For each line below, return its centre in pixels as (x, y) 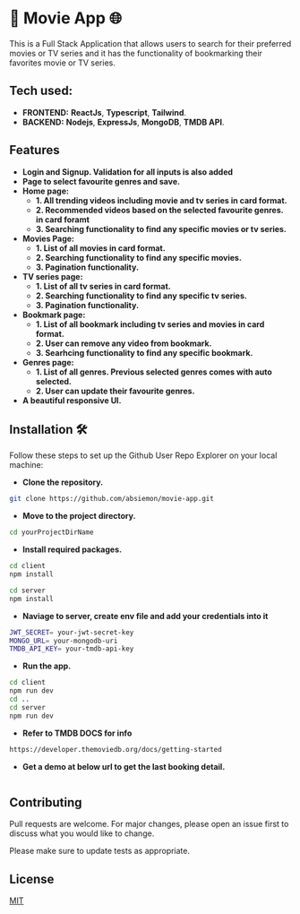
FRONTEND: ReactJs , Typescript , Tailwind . (104, 112)
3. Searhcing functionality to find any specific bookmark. (144, 352)
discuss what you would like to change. (82, 833)
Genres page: (48, 362)
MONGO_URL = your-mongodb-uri (64, 641)
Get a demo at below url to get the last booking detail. (124, 766)
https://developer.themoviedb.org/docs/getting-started (116, 749)
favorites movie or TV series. (63, 63)
